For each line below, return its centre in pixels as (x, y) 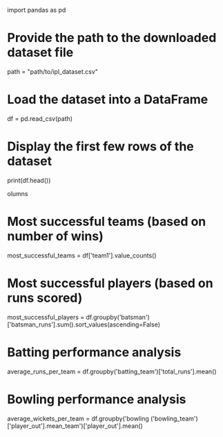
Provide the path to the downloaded (112, 38)
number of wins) (55, 236)
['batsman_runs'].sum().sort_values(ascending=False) (84, 324)
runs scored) (45, 298)
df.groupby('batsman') (118, 317)
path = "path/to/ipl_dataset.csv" (53, 71)
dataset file (40, 53)
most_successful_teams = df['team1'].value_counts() (82, 255)
